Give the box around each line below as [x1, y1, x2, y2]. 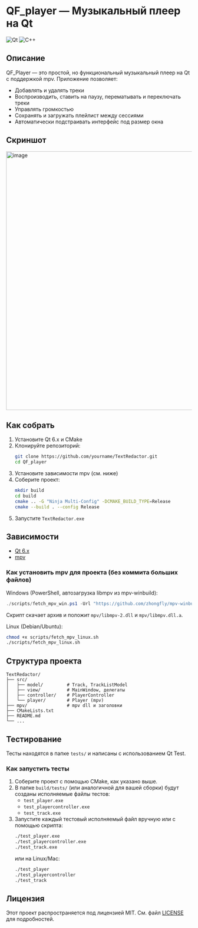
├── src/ [6, 677, 28, 683]
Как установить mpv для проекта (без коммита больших [6, 568, 179, 577]
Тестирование [6, 734, 62, 744]
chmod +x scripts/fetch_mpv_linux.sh [6, 634, 99, 640]
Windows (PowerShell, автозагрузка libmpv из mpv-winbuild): [6, 589, 158, 596]
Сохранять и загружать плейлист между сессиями [14, 112, 144, 119]
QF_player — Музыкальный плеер [6, 4, 181, 18]
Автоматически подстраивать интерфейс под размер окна [14, 118, 164, 125]
